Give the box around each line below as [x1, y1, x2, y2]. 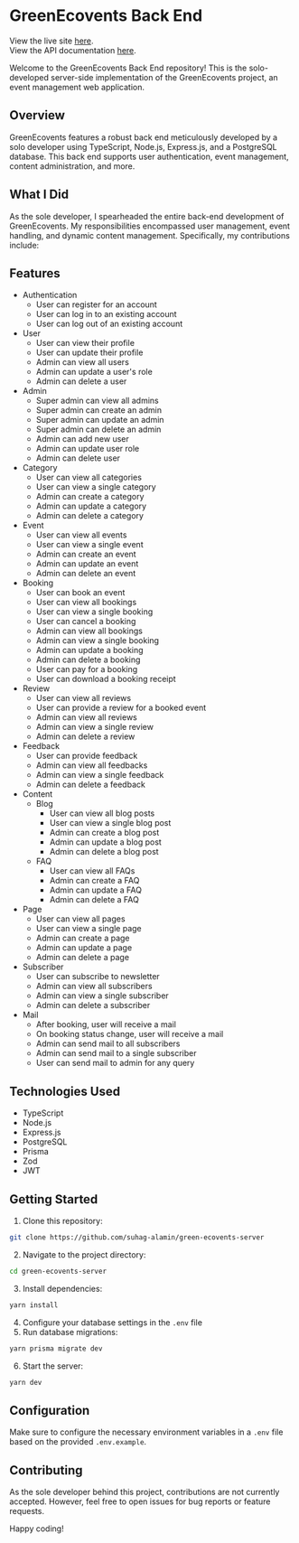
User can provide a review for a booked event [35, 702, 206, 714]
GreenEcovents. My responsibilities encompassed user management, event [9, 220, 291, 231]
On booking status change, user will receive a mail [35, 1029, 224, 1040]
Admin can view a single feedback [35, 770, 164, 781]
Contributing [9, 1463, 83, 1478]
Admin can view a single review [35, 722, 154, 733]
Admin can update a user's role [35, 367, 154, 378]
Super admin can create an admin [35, 405, 163, 416]
